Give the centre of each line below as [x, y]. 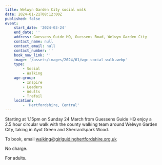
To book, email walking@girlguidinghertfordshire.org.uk [61, 139]
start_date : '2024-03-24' [40, 28]
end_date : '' [27, 32]
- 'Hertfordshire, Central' [51, 105]
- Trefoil [32, 96]
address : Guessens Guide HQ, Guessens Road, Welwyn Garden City [81, 37]
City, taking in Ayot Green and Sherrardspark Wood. [57, 130]
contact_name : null [34, 42]
